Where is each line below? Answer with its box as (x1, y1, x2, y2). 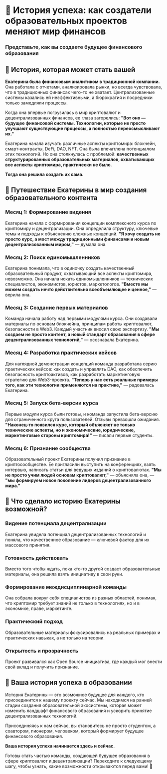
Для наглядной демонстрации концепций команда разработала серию (5, 360, 157, 366)
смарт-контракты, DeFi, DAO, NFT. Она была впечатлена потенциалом (5, 145, 156, 151)
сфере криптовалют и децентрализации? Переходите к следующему (5, 757, 153, 764)
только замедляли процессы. (5, 99, 68, 105)
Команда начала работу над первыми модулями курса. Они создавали (5, 315, 158, 321)
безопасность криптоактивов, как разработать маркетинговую (5, 371, 141, 377)
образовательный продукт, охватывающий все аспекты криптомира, (5, 270, 153, 276)
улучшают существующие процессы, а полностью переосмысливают (5, 125, 161, 131)
